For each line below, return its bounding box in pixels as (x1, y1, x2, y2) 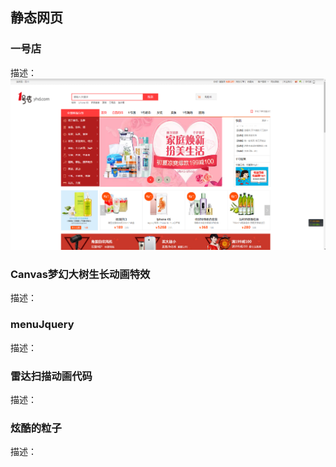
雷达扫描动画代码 (10, 369, 93, 383)
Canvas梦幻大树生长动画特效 (10, 268, 151, 282)
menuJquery (10, 318, 75, 332)
